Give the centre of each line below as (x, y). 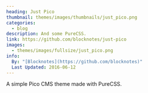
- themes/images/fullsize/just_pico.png (62, 51)
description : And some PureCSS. (46, 34)
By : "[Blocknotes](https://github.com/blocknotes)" (77, 61)
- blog (20, 28)
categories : (21, 23)
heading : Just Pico (30, 12)
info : (13, 56)
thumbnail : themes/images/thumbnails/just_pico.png (72, 17)
